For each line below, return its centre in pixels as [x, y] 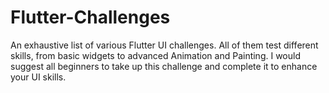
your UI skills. [38, 77]
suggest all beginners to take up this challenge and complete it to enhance [164, 66]
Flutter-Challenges [90, 17]
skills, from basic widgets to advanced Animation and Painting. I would [155, 55]
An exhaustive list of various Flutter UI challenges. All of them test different [164, 45]
